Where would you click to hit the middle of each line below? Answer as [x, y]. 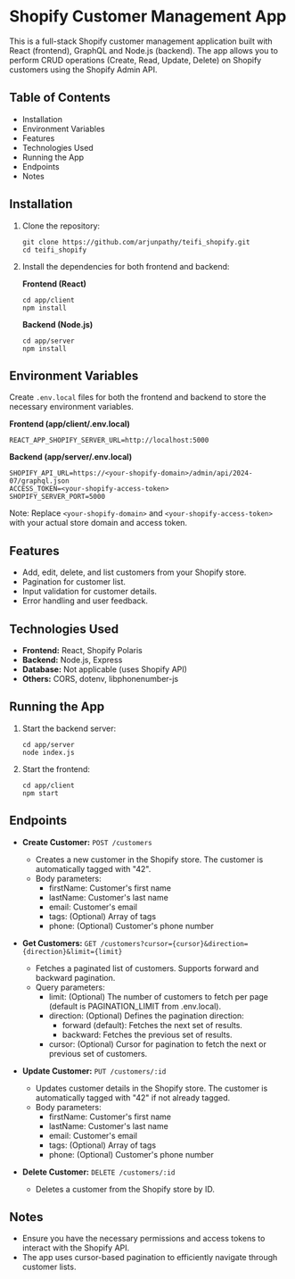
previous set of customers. [98, 1053]
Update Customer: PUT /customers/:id [94, 1071]
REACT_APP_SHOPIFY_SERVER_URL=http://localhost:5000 [109, 440]
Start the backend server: [69, 728]
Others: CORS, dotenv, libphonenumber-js [100, 679]
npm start [41, 793]
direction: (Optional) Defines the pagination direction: [147, 1016]
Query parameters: [70, 987]
